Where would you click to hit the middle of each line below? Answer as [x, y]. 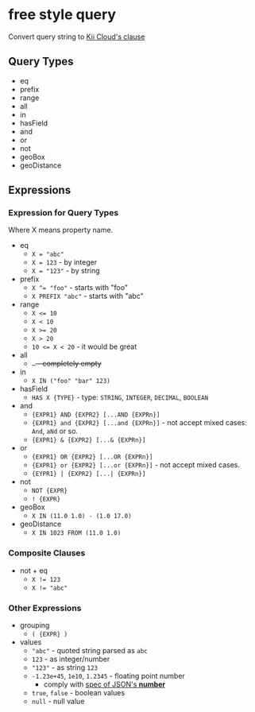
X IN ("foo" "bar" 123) [71, 381]
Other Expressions [45, 608]
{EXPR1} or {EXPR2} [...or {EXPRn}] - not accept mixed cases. [136, 465]
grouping [35, 625]
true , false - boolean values [78, 693]
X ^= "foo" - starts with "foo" [80, 288]
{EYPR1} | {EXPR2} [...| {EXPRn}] [89, 474]
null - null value [58, 702]
